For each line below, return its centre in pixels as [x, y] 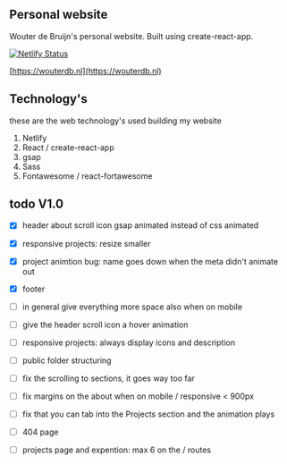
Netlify [34, 138]
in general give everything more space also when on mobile [132, 307]
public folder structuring [67, 360]
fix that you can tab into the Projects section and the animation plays [148, 414]
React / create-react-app [68, 148]
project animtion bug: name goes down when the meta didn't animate [150, 261]
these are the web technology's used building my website [115, 121]
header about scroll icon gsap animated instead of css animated [140, 225]
